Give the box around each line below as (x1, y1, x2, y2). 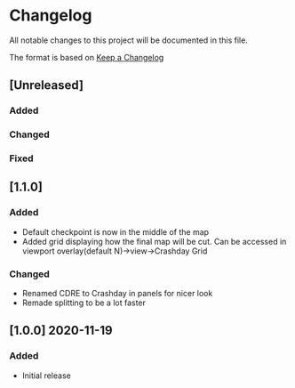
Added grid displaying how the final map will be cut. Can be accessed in (21, 236, 287, 247)
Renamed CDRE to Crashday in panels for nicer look (21, 288, 213, 299)
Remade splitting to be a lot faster (21, 297, 147, 308)
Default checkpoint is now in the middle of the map (21, 226, 210, 237)
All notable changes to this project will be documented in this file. (9, 35, 249, 45)
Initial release (21, 370, 71, 381)
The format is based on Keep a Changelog (9, 52, 164, 62)
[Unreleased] (9, 77, 84, 93)
